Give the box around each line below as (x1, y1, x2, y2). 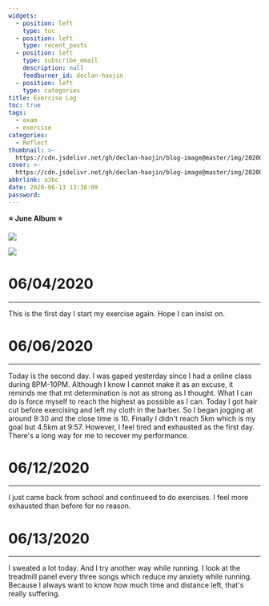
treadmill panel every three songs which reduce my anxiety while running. (8, 571, 252, 582)
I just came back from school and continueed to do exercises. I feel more (8, 493, 249, 502)
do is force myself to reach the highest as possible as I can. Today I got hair (8, 397, 258, 406)
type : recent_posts (22, 42, 88, 50)
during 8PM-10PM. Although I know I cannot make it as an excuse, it (8, 379, 234, 389)
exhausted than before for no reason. (8, 501, 131, 510)
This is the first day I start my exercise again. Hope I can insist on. (8, 308, 226, 318)
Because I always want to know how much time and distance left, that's (8, 580, 244, 590)
